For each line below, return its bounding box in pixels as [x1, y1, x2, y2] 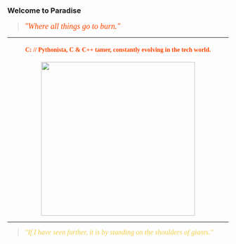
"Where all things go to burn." [24, 22, 121, 32]
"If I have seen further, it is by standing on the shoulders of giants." [24, 228, 214, 236]
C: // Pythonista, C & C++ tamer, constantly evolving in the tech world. [25, 46, 211, 53]
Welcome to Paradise [7, 6, 81, 15]
